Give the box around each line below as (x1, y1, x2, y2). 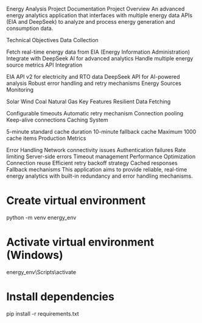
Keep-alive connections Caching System (6, 116, 108, 123)
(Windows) (6, 249, 64, 262)
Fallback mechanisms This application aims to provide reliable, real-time (6, 166, 187, 173)
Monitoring (6, 86, 34, 93)
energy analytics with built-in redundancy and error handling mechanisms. (6, 172, 193, 180)
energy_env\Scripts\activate (6, 268, 77, 275)
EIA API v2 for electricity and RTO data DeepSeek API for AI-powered (6, 73, 181, 80)
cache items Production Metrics (6, 134, 86, 142)
